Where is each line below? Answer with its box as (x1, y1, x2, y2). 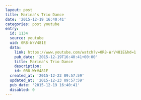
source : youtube (10, 36, 44, 41)
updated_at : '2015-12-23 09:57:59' (10, 78, 85, 83)
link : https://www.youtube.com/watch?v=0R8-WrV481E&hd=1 (14, 49, 136, 55)
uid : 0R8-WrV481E (10, 40, 46, 45)
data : (10, 45, 22, 50)
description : (14, 64, 42, 69)
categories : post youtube (5, 21, 59, 27)
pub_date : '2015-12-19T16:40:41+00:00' (14, 54, 98, 60)
